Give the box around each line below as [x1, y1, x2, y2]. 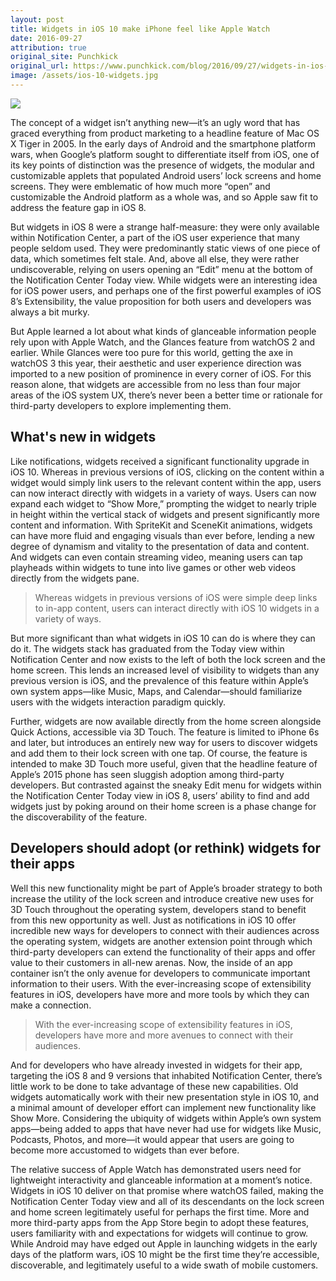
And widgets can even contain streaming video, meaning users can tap [10, 551, 303, 563]
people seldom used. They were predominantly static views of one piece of [10, 242, 321, 254]
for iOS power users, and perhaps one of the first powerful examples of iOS [10, 284, 322, 296]
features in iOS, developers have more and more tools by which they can [10, 988, 310, 1000]
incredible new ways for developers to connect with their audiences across [10, 924, 320, 936]
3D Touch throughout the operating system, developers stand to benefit [10, 903, 307, 915]
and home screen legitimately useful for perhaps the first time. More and [10, 1206, 310, 1218]
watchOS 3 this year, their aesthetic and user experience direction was [10, 357, 302, 369]
